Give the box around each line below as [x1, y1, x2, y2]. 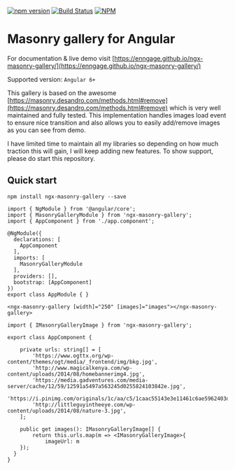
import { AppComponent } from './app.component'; [7, 218, 155, 225]
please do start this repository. [7, 154, 96, 162]
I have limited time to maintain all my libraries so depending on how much [7, 139, 219, 148]
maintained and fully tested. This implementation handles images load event [7, 111, 227, 119]
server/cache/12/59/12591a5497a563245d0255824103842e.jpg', [7, 383, 187, 390]
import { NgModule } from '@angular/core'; [7, 205, 136, 213]
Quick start [7, 175, 57, 187]
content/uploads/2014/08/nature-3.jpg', [7, 407, 127, 414]
